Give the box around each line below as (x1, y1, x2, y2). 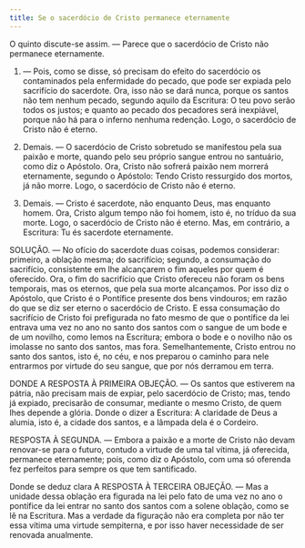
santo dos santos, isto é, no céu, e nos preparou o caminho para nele (9, 350, 269, 361)
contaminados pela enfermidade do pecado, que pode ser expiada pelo (22, 75, 291, 86)
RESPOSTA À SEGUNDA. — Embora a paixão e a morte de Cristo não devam (9, 434, 296, 445)
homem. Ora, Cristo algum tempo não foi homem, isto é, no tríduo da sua (22, 207, 297, 218)
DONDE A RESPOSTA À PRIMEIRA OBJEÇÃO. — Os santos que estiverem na (9, 378, 296, 389)
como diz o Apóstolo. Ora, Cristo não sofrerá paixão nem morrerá (22, 160, 269, 171)
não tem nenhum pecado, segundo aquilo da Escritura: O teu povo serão (22, 95, 296, 106)
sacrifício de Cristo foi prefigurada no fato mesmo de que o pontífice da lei (9, 311, 290, 323)
